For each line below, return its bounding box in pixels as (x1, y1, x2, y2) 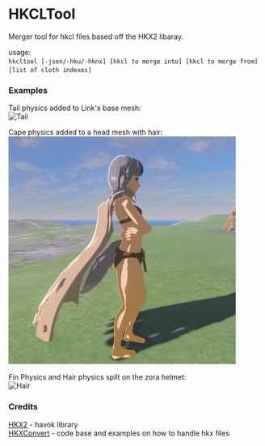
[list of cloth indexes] (8, 66, 92, 74)
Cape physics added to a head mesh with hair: (8, 127, 163, 138)
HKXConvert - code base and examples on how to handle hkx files (8, 428, 230, 438)
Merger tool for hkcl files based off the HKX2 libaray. (8, 32, 184, 41)
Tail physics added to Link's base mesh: (8, 103, 141, 113)
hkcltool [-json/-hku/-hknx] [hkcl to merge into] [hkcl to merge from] (8, 57, 259, 66)
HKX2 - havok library (8, 419, 78, 429)
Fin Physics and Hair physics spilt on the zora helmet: (8, 372, 187, 382)
